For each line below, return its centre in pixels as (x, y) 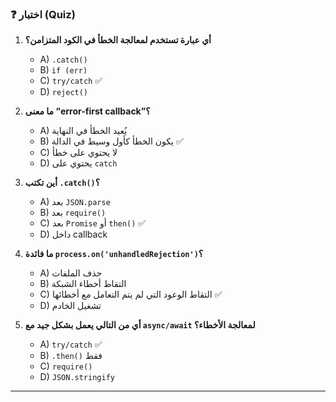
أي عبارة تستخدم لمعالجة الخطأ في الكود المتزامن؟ (118, 40)
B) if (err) (63, 70)
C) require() (66, 366)
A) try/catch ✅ (71, 344)
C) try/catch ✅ (71, 81)
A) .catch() (63, 59)
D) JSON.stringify (77, 377)
